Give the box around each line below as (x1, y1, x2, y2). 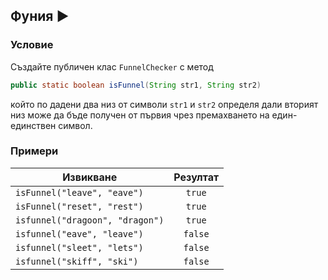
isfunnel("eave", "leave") (15, 228, 144, 239)
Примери (10, 144, 59, 158)
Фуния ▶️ (10, 8, 70, 25)
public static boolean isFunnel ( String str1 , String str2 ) (10, 80, 262, 90)
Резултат (173, 170, 220, 184)
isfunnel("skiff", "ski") (15, 255, 139, 267)
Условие (10, 38, 54, 52)
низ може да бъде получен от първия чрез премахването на (10, 109, 270, 121)
